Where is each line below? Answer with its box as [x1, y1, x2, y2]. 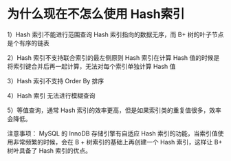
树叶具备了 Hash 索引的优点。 [7, 146, 91, 155]
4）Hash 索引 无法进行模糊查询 [7, 91, 96, 100]
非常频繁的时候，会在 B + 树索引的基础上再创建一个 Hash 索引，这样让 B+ [12, 138, 223, 146]
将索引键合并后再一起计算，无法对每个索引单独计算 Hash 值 [7, 62, 176, 70]
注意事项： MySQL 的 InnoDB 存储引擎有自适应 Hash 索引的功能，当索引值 [7, 129, 218, 138]
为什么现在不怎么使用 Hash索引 [7, 6, 185, 22]
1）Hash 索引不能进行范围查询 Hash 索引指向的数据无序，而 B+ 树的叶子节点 [7, 30, 224, 39]
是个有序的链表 [7, 39, 49, 47]
